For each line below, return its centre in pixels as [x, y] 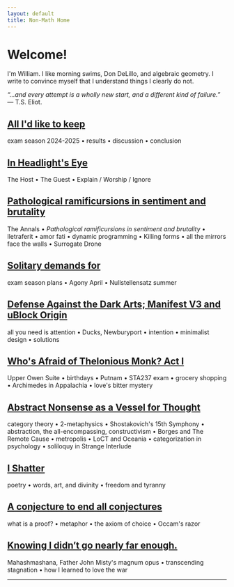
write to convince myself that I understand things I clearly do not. [101, 81]
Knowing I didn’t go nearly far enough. [92, 546]
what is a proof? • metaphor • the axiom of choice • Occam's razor [104, 524]
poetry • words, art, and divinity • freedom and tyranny [86, 485]
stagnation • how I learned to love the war [68, 570]
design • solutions [33, 339]
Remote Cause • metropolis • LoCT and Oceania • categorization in [104, 439]
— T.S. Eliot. [25, 102]
